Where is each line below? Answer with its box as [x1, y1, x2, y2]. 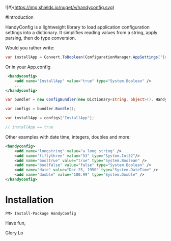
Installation [5, 194, 54, 206]
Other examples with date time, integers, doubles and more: [5, 133, 131, 140]
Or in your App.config [5, 64, 51, 70]
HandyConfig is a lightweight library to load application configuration [5, 24, 150, 30]
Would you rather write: [5, 45, 55, 50]
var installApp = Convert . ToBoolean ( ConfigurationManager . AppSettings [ [5, 55, 160, 60]
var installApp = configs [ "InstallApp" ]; [5, 116, 95, 121]
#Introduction [5, 14, 34, 20]
